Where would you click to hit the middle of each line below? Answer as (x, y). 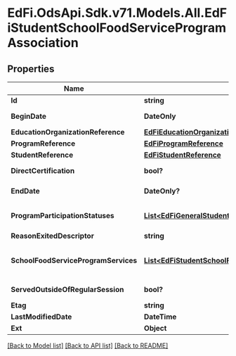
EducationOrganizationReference (68, 132)
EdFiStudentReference (182, 155)
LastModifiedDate (41, 317)
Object (155, 328)
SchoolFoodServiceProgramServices (74, 260)
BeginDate (29, 116)
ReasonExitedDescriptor (53, 236)
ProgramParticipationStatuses (63, 216)
